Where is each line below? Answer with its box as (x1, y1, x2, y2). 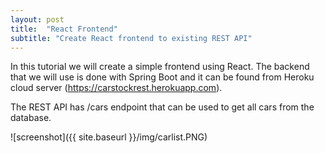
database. (10, 112, 52, 124)
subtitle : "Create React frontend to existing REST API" (10, 33, 253, 43)
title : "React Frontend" (10, 24, 118, 34)
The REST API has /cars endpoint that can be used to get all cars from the (10, 101, 315, 113)
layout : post (10, 14, 65, 25)
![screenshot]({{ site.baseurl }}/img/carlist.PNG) (10, 131, 208, 143)
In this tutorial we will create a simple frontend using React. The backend (10, 61, 310, 73)
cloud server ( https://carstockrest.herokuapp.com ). (10, 82, 223, 94)
